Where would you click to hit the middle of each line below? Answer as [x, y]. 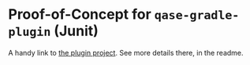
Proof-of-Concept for [80, 14]
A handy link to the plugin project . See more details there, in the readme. [126, 52]
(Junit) [76, 31]
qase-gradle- [197, 15]
